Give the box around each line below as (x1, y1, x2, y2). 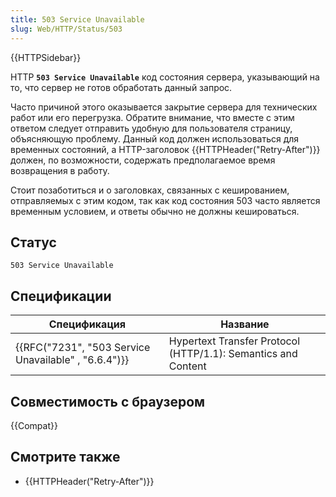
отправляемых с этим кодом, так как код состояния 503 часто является (10, 194, 321, 206)
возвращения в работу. (10, 164, 110, 176)
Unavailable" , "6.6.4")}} (15, 353, 130, 367)
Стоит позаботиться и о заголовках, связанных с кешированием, (10, 184, 290, 196)
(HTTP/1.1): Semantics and (168, 347, 298, 361)
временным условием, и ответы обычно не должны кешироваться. (10, 205, 300, 217)
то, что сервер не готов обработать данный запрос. (10, 81, 233, 93)
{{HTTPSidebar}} (10, 51, 82, 63)
